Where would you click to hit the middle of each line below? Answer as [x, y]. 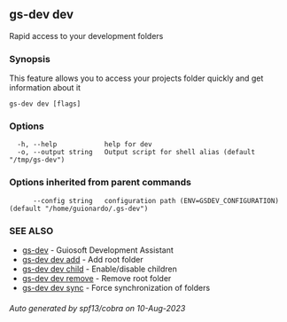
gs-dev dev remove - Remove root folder [97, 278]
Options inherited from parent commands [101, 183]
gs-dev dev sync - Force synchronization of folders [116, 288]
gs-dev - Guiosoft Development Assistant [98, 250]
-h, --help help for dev [85, 145]
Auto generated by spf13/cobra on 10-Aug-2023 [97, 308]
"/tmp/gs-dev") [37, 160]
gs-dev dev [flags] [45, 104]
